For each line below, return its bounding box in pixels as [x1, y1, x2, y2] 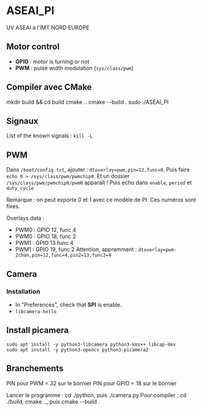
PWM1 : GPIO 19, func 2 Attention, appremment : [15, 246, 137, 253]
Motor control [6, 42, 60, 52]
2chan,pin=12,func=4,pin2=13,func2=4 [15, 252, 112, 258]
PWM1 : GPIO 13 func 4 [15, 239, 74, 247]
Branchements [6, 363, 64, 374]
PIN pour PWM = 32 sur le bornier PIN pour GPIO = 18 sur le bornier [6, 379, 177, 387]
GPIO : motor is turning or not [15, 57, 90, 65]
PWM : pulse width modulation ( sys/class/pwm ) [15, 64, 134, 71]
